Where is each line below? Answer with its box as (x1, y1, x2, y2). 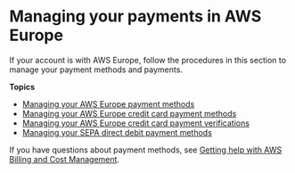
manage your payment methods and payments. (9, 64, 183, 75)
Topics (9, 81, 36, 92)
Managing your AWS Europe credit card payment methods (21, 108, 237, 119)
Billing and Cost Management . (9, 153, 120, 164)
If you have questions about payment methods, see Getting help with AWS (9, 144, 283, 155)
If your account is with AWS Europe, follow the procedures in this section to (9, 54, 287, 65)
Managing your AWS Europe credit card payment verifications (21, 118, 250, 128)
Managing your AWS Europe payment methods (21, 98, 195, 109)
